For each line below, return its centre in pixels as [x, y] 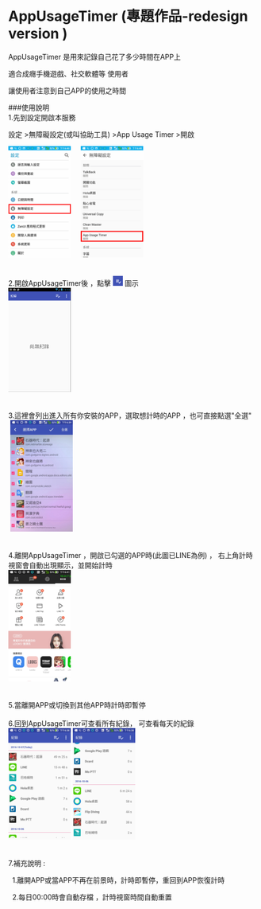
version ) [38, 34]
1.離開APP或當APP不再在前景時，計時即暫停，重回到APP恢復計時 [118, 880]
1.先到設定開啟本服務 [42, 117]
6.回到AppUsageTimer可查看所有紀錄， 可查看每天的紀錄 [101, 724]
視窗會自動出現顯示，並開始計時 [60, 565]
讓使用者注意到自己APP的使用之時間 [67, 90]
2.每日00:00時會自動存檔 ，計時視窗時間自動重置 [92, 897]
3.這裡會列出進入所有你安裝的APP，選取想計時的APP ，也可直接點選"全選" [130, 415]
